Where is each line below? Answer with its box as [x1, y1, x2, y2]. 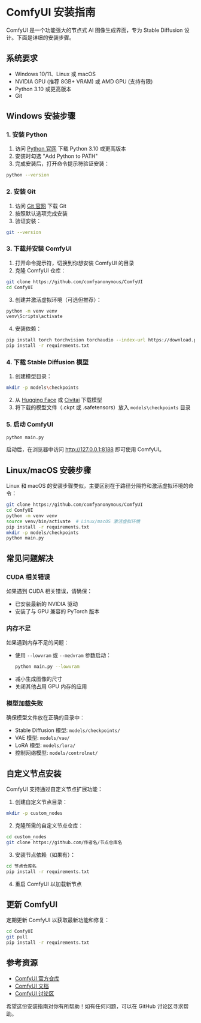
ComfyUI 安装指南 [6, 5, 96, 19]
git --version [6, 229, 42, 235]
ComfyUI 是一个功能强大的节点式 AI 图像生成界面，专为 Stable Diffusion [6, 26, 183, 34]
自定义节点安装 [6, 769, 62, 779]
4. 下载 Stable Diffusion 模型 [6, 358, 89, 366]
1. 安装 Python [6, 130, 48, 139]
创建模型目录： [14, 373, 52, 380]
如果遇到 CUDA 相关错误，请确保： [6, 587, 93, 595]
